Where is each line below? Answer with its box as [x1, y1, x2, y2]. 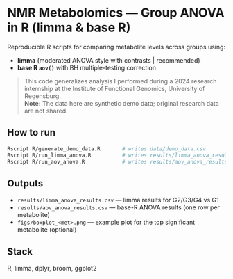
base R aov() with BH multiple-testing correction [17, 63, 156, 72]
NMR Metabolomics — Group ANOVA [7, 5, 225, 21]
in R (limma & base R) [7, 19, 131, 35]
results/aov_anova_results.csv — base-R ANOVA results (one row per [17, 203, 221, 212]
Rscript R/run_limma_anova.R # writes [7, 152, 148, 159]
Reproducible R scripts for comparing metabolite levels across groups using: [7, 42, 226, 51]
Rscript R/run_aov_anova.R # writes [7, 158, 148, 165]
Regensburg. [24, 92, 61, 100]
